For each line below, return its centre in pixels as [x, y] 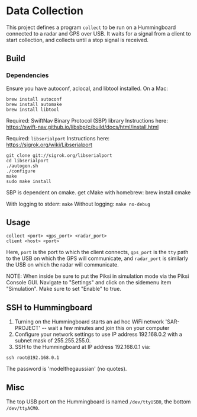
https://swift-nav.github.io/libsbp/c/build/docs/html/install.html [83, 127]
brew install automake [34, 104]
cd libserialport [28, 161]
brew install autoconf [34, 99]
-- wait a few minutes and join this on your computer [106, 328]
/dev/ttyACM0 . [23, 408]
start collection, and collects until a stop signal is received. [77, 40]
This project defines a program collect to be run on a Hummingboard [91, 27]
